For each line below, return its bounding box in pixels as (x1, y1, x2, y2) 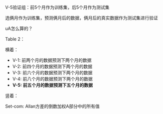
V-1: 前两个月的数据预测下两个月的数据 (12, 57, 92, 63)
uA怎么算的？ (5, 25, 33, 31)
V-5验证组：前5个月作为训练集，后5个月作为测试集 (5, 4, 110, 10)
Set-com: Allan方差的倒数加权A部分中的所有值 (5, 104, 100, 109)
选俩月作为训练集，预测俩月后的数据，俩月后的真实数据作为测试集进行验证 (5, 15, 158, 21)
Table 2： (5, 36, 25, 42)
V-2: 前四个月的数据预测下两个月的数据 (12, 64, 93, 69)
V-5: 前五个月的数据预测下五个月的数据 (12, 82, 93, 88)
